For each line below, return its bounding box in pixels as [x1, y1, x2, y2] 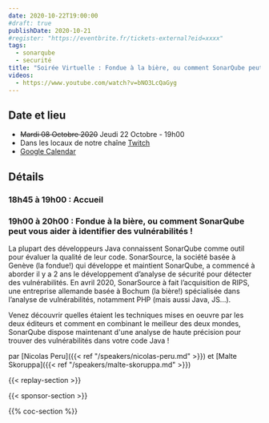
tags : [8, 42, 26, 50]
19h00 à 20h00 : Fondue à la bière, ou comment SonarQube [8, 216, 245, 227]
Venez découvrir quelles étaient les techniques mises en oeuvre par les [8, 310, 244, 320]
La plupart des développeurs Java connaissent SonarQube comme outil [8, 244, 245, 253]
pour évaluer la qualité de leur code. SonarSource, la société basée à [8, 252, 236, 261]
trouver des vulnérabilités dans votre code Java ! [8, 336, 170, 345]
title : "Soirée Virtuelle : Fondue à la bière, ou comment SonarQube [8, 64, 246, 72]
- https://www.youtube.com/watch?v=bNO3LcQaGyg [15, 79, 178, 87]
